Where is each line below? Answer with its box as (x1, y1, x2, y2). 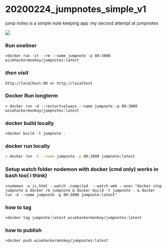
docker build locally (5, 119, 54, 126)
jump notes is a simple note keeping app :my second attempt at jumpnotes (5, 20, 158, 26)
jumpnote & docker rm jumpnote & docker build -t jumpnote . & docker (5, 188, 155, 193)
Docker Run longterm (5, 92, 58, 99)
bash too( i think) (5, 172, 47, 179)
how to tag (5, 204, 31, 211)
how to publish (5, 226, 42, 233)
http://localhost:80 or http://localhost (5, 81, 93, 86)
